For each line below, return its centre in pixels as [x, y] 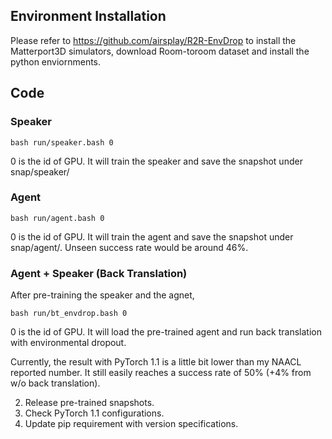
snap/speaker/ [40, 171]
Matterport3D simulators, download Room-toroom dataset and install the [160, 51]
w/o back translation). [55, 383]
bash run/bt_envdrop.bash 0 [69, 314]
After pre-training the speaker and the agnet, [102, 295]
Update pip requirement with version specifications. [131, 424]
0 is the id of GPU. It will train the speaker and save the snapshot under [156, 161]
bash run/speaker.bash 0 [62, 142]
